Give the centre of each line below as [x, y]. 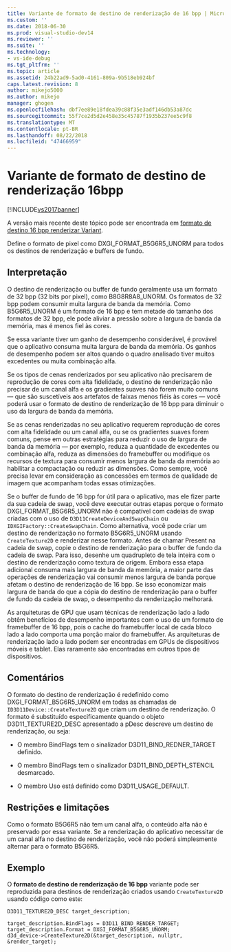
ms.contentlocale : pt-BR [43, 129]
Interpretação [37, 273]
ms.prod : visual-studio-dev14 [51, 33]
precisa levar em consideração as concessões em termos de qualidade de [112, 476]
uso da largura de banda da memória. [60, 411]
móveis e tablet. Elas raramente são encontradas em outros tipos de [104, 649]
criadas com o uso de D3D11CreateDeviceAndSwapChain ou [88, 518]
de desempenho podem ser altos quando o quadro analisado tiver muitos [111, 354]
